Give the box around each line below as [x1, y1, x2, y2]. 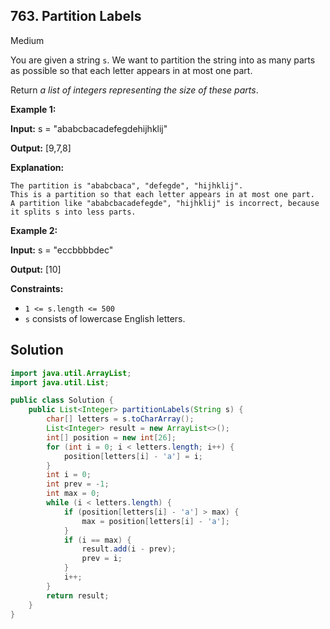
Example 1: [10, 103, 57, 115]
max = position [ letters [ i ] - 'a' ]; [81, 516, 230, 526]
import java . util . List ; [10, 377, 110, 388]
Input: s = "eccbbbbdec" [10, 244, 114, 256]
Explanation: [10, 161, 65, 173]
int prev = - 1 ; [46, 479, 110, 489]
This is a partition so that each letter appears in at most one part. [10, 189, 315, 199]
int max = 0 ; [46, 489, 101, 499]
